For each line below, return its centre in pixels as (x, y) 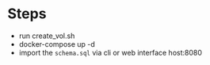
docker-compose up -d (57, 44)
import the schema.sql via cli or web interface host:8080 (111, 52)
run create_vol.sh (47, 36)
